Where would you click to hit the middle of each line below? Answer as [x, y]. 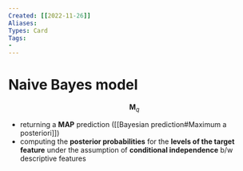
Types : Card [28, 30]
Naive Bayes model [73, 85]
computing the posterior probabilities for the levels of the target [127, 141]
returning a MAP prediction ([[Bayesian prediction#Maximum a [123, 124]
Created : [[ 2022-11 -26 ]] [50, 16]
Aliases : [23, 23]
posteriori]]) [40, 133]
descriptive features [53, 158]
